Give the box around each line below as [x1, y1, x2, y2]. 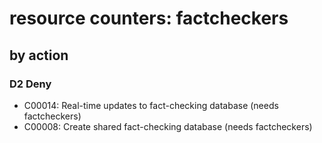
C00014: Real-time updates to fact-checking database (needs [23, 99, 279, 111]
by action [9, 47, 69, 64]
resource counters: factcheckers [9, 7, 289, 30]
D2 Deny [9, 77, 52, 91]
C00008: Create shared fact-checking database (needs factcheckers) [23, 120, 313, 132]
